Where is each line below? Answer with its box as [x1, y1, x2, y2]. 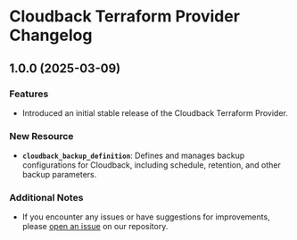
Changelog [9, 25, 93, 46]
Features [9, 87, 49, 100]
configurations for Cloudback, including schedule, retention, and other [21, 160, 281, 170]
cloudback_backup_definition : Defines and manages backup [21, 150, 245, 161]
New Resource [9, 129, 74, 142]
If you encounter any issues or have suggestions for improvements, [21, 211, 270, 222]
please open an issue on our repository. [21, 221, 169, 232]
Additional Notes [9, 192, 84, 204]
